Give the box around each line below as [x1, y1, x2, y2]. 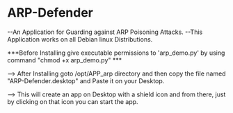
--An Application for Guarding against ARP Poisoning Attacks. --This [7, 28, 203, 36]
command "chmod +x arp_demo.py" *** [7, 55, 122, 64]
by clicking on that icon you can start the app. [7, 97, 138, 105]
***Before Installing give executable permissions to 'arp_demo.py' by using [7, 49, 225, 57]
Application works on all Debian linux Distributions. [7, 35, 153, 43]
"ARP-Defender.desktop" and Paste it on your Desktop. [7, 76, 165, 85]
